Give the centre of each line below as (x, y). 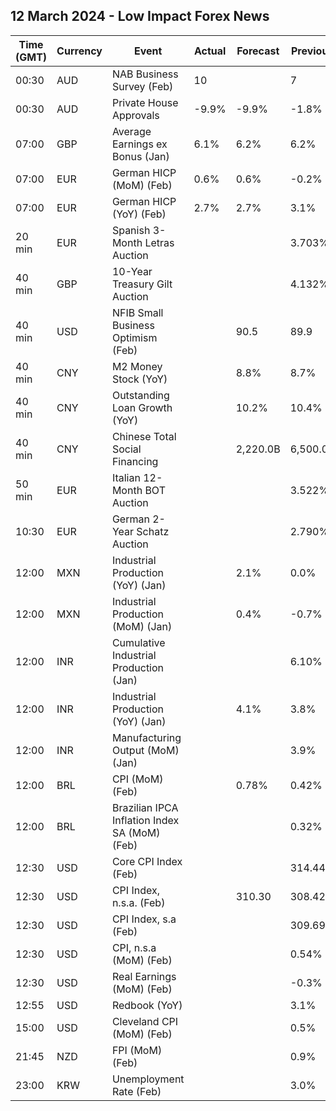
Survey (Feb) (142, 86)
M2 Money (137, 366)
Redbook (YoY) (147, 1005)
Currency (79, 51)
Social (126, 449)
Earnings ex (139, 144)
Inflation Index (145, 820)
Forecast (258, 51)
